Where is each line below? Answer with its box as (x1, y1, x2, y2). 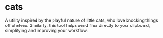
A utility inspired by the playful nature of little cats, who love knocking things (5, 17, 158, 23)
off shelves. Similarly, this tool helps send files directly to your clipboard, (5, 22, 150, 28)
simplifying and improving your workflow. (5, 27, 88, 33)
